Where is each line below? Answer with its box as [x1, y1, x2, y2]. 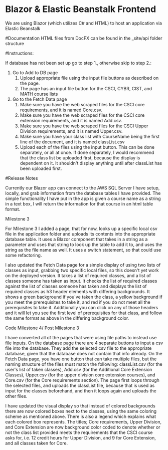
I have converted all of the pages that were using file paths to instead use [5, 334, 157, 340]
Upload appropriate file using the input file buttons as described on [20, 75, 159, 81]
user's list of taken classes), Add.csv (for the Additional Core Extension [5, 366, 152, 372]
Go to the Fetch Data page [12, 96, 67, 102]
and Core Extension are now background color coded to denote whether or [5, 424, 160, 430]
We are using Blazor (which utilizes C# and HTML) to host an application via [5, 20, 162, 26]
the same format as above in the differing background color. [5, 315, 129, 321]
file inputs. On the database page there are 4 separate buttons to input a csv [5, 340, 163, 346]
